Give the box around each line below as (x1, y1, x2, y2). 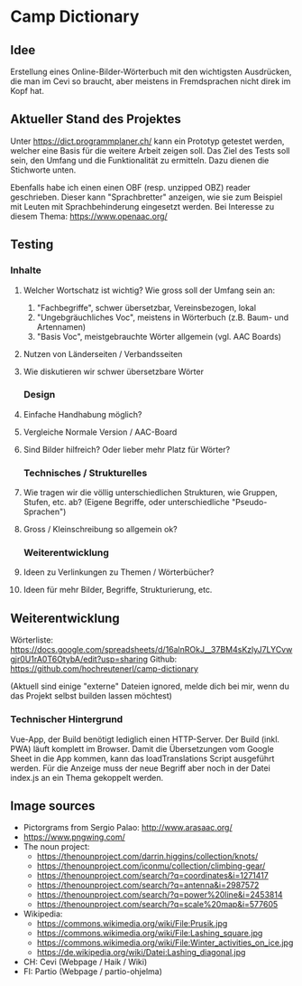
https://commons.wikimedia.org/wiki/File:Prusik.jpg (36, 918, 228, 929)
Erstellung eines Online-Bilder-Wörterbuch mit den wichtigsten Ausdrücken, (10, 66, 292, 77)
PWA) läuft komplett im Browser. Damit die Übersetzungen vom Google (10, 743, 274, 754)
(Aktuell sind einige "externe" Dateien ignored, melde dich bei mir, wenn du (10, 681, 289, 692)
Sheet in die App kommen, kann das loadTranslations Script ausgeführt (10, 753, 275, 764)
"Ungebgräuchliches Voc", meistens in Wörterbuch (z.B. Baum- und (36, 312, 289, 323)
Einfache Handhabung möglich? (23, 408, 142, 419)
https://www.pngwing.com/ (23, 831, 125, 842)
